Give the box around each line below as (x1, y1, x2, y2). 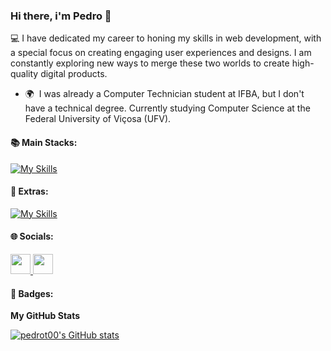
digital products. (40, 68, 108, 80)
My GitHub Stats (10, 310, 81, 322)
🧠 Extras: (10, 185, 49, 198)
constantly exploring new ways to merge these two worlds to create (10, 57, 290, 69)
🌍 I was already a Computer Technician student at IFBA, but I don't (24, 88, 305, 100)
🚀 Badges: (10, 287, 54, 299)
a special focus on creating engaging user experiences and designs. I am (10, 47, 312, 59)
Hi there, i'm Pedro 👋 (10, 9, 112, 23)
